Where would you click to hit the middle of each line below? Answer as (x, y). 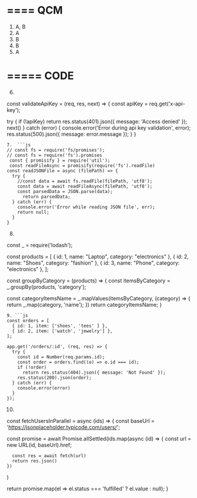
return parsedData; (46, 197)
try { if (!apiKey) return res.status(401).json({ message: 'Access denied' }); (97, 121)
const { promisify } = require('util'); (60, 160)
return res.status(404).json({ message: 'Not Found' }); (94, 372)
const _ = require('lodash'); (40, 245)
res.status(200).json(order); (55, 377)
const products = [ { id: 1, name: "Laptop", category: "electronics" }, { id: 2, (98, 256)
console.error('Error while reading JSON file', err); (86, 207)
